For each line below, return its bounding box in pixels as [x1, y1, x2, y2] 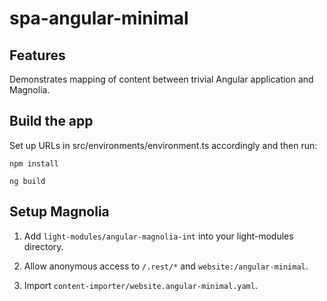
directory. [23, 240, 64, 252]
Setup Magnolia [9, 203, 110, 221]
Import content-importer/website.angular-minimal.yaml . [23, 279, 258, 291]
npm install [9, 158, 59, 169]
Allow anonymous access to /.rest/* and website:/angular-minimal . [23, 260, 309, 272]
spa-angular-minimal [9, 7, 189, 30]
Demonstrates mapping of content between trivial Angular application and [9, 73, 314, 85]
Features [9, 47, 66, 64]
